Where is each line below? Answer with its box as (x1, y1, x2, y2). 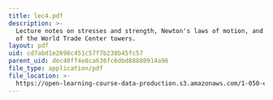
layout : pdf (8, 42, 49, 50)
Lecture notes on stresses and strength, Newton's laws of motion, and (15, 27, 264, 35)
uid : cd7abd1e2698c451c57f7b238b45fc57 (8, 49, 144, 57)
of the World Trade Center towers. (15, 34, 136, 43)
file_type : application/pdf (8, 65, 104, 73)
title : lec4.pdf (8, 11, 63, 20)
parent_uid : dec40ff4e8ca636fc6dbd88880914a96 (8, 57, 169, 65)
